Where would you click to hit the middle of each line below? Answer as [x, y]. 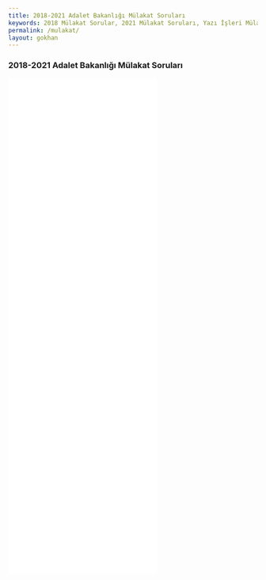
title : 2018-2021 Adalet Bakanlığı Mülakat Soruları [97, 15]
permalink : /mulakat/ [44, 30]
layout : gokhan [33, 38]
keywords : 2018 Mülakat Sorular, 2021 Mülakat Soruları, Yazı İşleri [125, 23]
